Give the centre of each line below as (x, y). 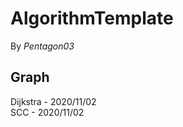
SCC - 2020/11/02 (47, 112)
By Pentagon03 (42, 46)
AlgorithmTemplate (92, 18)
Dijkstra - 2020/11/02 (53, 101)
